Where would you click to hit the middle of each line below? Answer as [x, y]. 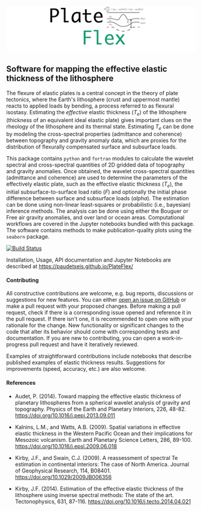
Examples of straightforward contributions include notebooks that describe [99, 356]
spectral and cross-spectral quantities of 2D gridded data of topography [95, 165]
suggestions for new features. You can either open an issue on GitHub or [96, 300]
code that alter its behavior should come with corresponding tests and [93, 332]
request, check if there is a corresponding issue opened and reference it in [99, 313]
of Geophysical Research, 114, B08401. [63, 470]
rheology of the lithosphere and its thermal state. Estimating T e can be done [100, 127]
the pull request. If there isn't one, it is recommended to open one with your [100, 319]
